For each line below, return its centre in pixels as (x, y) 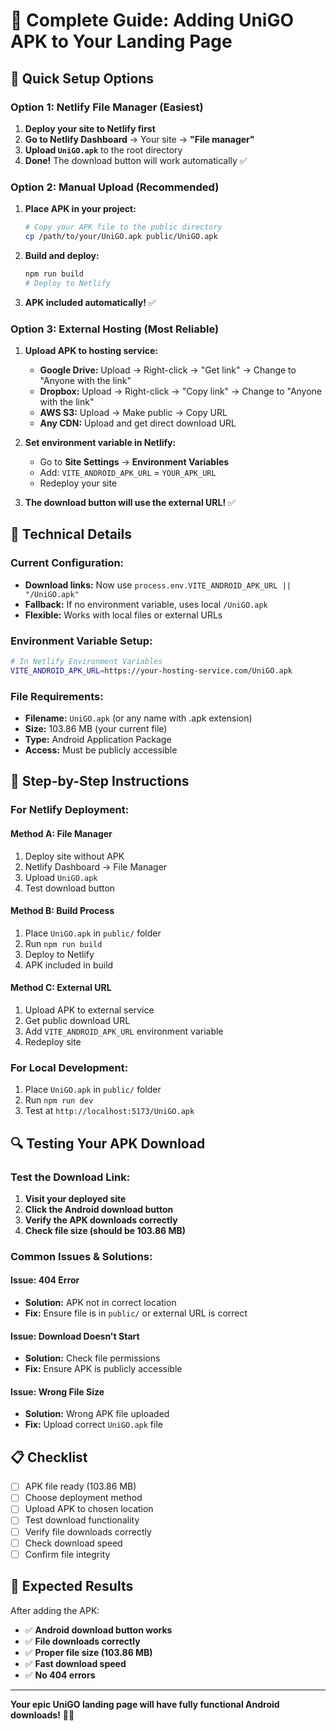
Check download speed (73, 1543)
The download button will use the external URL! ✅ (130, 502)
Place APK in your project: (80, 209)
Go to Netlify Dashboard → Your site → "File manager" (139, 139)
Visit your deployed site (75, 1198)
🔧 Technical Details (71, 534)
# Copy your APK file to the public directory (123, 227)
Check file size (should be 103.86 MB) (105, 1230)
